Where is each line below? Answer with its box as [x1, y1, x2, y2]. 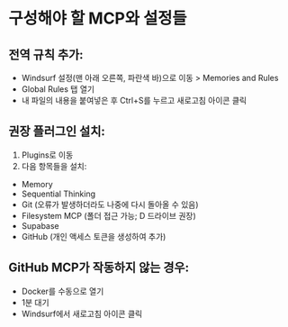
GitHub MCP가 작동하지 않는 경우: [8, 260, 190, 276]
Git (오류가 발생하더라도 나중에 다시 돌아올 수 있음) [21, 199, 199, 210]
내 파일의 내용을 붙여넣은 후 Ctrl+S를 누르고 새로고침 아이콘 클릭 [21, 95, 247, 105]
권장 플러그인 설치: [8, 123, 105, 140]
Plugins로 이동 [21, 150, 74, 160]
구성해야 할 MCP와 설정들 [8, 8, 187, 29]
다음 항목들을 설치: [21, 160, 87, 171]
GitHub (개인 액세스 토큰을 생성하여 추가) [21, 231, 166, 241]
